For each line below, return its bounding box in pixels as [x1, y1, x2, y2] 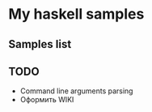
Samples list [8, 37, 72, 51]
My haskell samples [8, 5, 145, 24]
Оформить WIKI [19, 95, 74, 105]
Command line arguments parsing [19, 86, 133, 96]
